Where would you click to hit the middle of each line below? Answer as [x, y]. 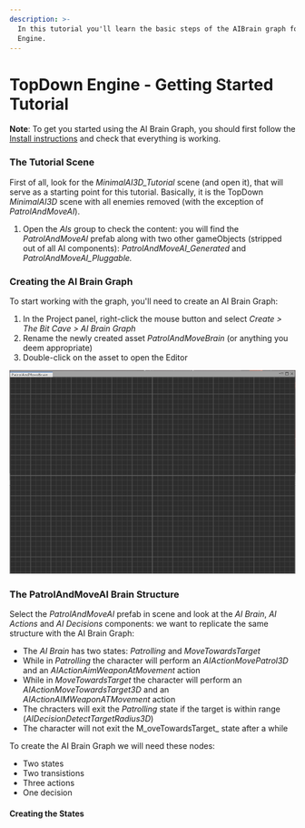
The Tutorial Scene [52, 162]
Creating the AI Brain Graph [71, 281]
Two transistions [53, 773]
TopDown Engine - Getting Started [142, 84]
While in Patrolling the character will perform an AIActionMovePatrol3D [155, 661]
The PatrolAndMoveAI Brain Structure [94, 594]
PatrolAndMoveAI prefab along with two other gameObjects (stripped [152, 238]
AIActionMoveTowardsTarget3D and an [96, 690]
